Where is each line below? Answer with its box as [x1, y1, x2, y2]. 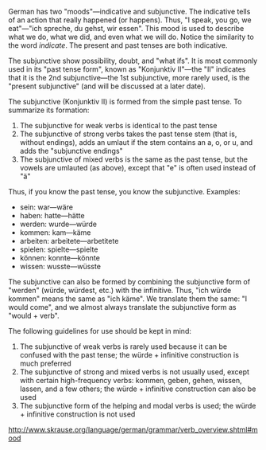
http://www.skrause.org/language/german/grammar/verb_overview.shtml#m [8, 425, 258, 434]
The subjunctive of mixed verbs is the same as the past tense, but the [19, 155, 249, 164]
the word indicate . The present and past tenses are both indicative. [8, 41, 228, 50]
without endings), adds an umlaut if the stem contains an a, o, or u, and [19, 138, 253, 147]
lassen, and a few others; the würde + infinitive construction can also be [19, 384, 256, 393]
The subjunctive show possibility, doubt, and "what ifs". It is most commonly [8, 56, 258, 65]
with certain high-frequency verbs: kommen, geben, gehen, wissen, [19, 376, 242, 385]
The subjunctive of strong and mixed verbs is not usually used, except [19, 367, 250, 377]
